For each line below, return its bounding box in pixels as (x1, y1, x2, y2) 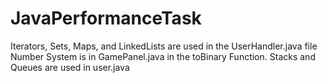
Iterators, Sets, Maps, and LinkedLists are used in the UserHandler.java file (10, 40, 318, 52)
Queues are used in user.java (10, 61, 130, 73)
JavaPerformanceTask (10, 7, 202, 30)
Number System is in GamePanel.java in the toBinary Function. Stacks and (10, 50, 316, 62)
